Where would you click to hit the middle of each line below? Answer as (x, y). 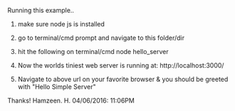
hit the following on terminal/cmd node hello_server (93, 52)
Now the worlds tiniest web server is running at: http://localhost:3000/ (121, 65)
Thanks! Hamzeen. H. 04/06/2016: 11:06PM (71, 100)
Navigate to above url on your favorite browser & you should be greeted (123, 79)
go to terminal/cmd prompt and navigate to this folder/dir (101, 38)
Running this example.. (41, 10)
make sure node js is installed (61, 24)
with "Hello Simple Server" (57, 87)
